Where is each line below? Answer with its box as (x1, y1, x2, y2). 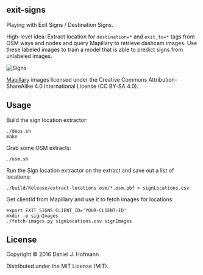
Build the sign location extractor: (6, 116, 88, 124)
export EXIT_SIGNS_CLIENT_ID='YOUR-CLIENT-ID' (6, 207, 127, 213)
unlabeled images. (6, 52, 53, 60)
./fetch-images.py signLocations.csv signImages (6, 218, 132, 224)
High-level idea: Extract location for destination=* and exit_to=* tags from (6, 33, 195, 40)
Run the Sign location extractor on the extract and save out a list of (6, 166, 174, 174)
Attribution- (148, 76, 178, 83)
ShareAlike (6, 82, 34, 90)
